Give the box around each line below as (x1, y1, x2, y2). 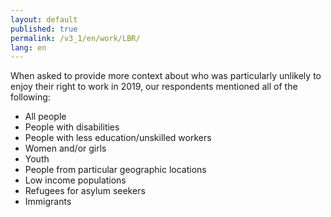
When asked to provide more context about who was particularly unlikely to (10, 70, 322, 82)
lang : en (10, 42, 47, 53)
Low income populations (24, 174, 127, 186)
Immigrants (24, 196, 72, 208)
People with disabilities (24, 121, 120, 133)
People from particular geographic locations (24, 164, 207, 176)
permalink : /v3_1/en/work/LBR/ (10, 33, 141, 43)
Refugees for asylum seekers (24, 185, 146, 197)
